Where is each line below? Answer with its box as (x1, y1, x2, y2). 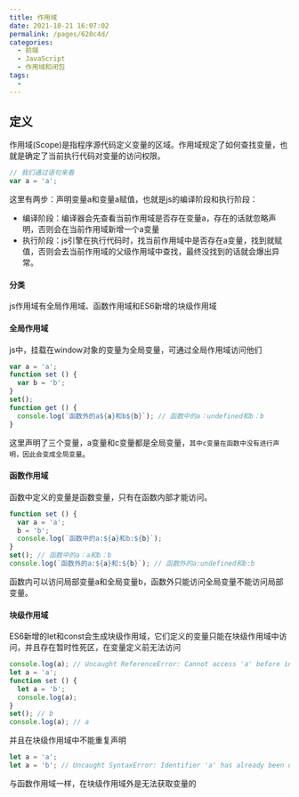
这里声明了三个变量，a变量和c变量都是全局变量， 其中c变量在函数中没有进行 (9, 437, 273, 447)
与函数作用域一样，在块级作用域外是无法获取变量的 (9, 777, 197, 788)
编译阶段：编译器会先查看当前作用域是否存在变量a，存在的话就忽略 (21, 213, 269, 223)
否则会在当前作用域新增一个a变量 (37, 224, 160, 235)
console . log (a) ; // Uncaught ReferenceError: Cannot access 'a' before (9, 660, 280, 669)
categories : (9, 37, 53, 47)
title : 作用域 (9, 12, 58, 22)
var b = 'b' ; (17, 379, 66, 388)
